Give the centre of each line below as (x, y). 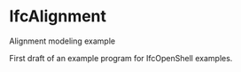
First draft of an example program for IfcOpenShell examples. (121, 58)
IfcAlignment (58, 16)
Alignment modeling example (62, 41)
